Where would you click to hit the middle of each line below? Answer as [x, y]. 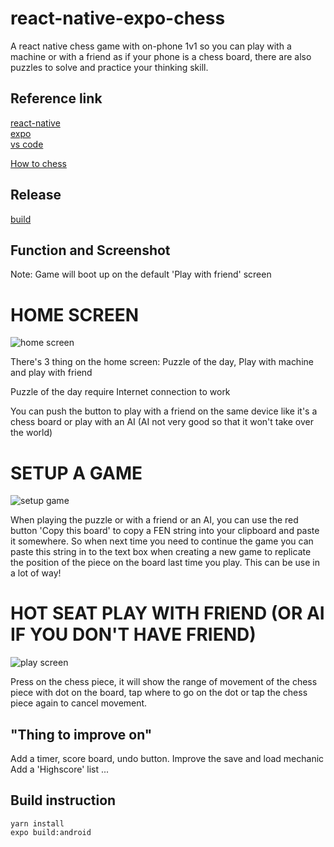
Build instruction [63, 800]
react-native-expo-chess [118, 18]
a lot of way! [36, 573]
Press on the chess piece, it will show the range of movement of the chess [164, 682]
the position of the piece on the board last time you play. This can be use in [165, 563]
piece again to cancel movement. [79, 703]
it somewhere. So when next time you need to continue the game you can [162, 541]
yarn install [37, 823]
